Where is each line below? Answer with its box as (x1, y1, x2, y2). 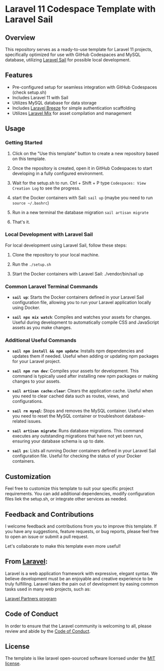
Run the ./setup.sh (12, 261, 51, 267)
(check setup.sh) (12, 89, 47, 95)
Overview (5, 33, 36, 42)
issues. (27, 419, 42, 424)
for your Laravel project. (12, 359, 61, 364)
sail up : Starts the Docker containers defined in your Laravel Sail (12, 294, 144, 300)
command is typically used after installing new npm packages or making (12, 373, 158, 379)
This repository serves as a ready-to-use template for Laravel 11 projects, (5, 47, 153, 52)
